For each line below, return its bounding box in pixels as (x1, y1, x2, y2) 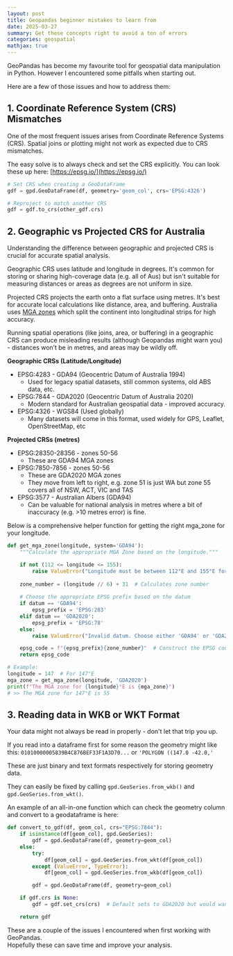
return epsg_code (19, 651, 70, 659)
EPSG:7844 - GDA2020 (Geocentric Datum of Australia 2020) (17, 393, 194, 401)
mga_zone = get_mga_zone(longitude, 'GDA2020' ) (7, 677, 148, 684)
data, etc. (27, 385, 55, 393)
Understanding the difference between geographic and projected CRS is (7, 244, 214, 252)
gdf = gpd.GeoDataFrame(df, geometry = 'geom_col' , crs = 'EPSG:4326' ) (7, 187, 207, 195)
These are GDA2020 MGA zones (27, 471, 121, 479)
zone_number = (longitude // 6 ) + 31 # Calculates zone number (19, 581, 209, 588)
